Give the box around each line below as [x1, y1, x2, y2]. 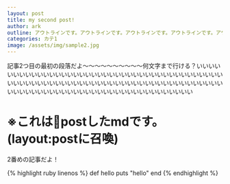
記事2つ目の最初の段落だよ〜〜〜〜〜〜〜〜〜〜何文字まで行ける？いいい [7, 62, 215, 69]
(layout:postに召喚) [7, 131, 118, 147]
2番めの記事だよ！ [7, 155, 60, 163]
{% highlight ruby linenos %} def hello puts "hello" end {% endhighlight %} [7, 169, 219, 177]
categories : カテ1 [7, 36, 57, 43]
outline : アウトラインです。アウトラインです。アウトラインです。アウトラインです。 [7, 29, 216, 36]
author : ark [7, 23, 41, 30]
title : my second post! [7, 16, 75, 23]
